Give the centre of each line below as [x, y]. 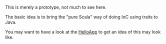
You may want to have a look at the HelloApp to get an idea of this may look [83, 32]
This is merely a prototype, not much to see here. [56, 7]
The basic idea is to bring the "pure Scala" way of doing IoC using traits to [82, 17]
